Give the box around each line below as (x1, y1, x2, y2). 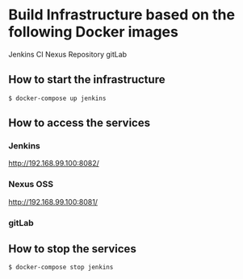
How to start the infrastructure (8, 73, 165, 86)
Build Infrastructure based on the (8, 6, 236, 24)
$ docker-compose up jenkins (8, 94, 107, 102)
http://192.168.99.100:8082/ (8, 159, 99, 169)
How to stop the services (8, 242, 137, 256)
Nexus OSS (8, 179, 54, 190)
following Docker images (8, 23, 179, 41)
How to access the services (8, 116, 151, 130)
